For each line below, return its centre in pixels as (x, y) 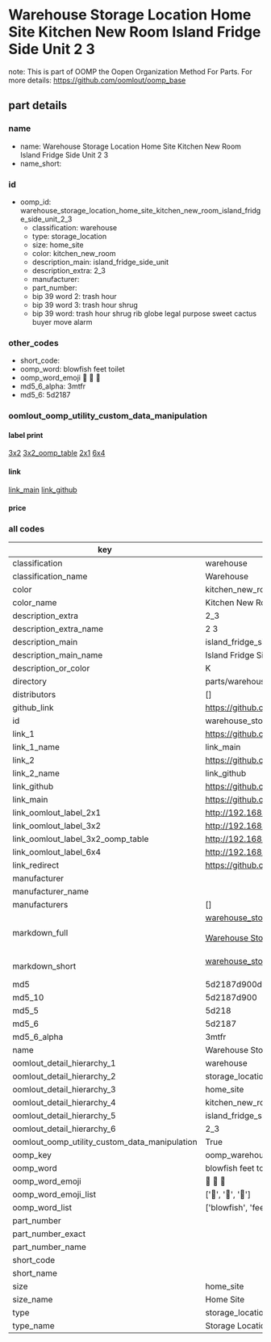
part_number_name (49, 1247)
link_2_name (36, 773)
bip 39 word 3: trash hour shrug (85, 305)
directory (29, 682)
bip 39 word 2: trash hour (74, 296)
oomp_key (32, 1155)
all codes (27, 529)
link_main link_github (43, 490)
